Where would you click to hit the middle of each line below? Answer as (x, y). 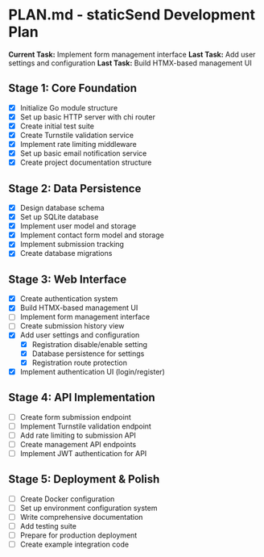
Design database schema (62, 208)
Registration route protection (79, 362)
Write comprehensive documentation (81, 517)
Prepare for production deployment (78, 535)
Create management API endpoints (78, 444)
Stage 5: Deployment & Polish (84, 479)
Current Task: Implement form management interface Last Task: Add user (132, 54)
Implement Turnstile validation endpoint (85, 426)
